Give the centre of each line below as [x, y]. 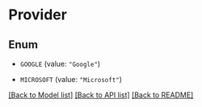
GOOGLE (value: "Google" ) [60, 64]
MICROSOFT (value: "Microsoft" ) [71, 79]
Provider [38, 15]
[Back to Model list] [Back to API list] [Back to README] [101, 95]
